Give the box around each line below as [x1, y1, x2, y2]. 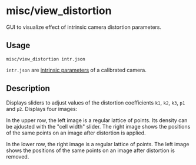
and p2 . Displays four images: [6, 105, 78, 112]
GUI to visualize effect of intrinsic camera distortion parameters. [6, 23, 162, 31]
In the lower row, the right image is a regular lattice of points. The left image [6, 140, 190, 147]
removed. [6, 153, 29, 160]
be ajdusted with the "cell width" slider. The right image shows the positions [6, 123, 191, 130]
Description [6, 83, 50, 93]
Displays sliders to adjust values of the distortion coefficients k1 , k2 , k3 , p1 [6, 99, 185, 106]
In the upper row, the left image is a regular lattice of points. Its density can [6, 116, 188, 124]
